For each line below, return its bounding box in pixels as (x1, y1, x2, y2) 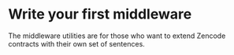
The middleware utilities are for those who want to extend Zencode (8, 31, 226, 40)
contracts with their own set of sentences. (8, 39, 146, 48)
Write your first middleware (8, 5, 192, 23)
